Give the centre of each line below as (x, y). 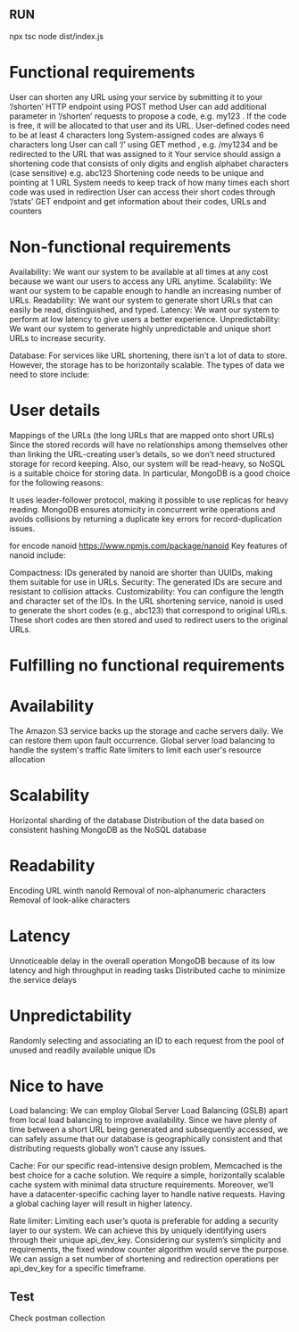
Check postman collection (57, 1318)
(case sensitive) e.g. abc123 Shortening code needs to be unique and (137, 172)
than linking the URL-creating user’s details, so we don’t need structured (142, 454)
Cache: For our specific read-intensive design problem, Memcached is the (146, 1166)
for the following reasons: (56, 482)
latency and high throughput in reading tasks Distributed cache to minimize (147, 970)
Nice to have (57, 1086)
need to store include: (50, 374)
